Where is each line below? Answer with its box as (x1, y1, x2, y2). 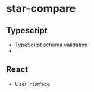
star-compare (6, 2, 76, 15)
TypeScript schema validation (14, 41, 88, 48)
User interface (14, 80, 51, 87)
